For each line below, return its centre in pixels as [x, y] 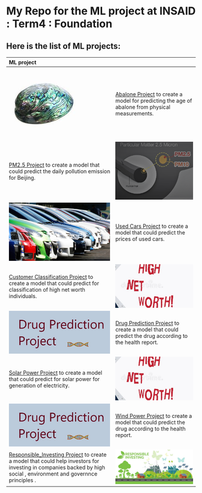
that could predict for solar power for [54, 379]
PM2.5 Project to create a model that [54, 165]
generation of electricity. [39, 385]
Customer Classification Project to [51, 277]
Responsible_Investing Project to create [58, 455]
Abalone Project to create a [149, 94]
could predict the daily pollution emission [60, 171]
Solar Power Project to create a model [55, 373]
